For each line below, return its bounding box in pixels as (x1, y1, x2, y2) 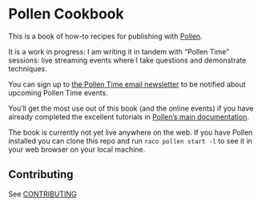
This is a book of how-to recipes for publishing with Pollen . (8, 31, 203, 41)
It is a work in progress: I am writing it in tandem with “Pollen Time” (8, 46, 230, 56)
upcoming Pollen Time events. (8, 87, 108, 97)
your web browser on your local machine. (8, 144, 146, 154)
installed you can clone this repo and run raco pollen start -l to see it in (8, 135, 252, 145)
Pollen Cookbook (8, 5, 124, 23)
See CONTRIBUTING (8, 189, 77, 199)
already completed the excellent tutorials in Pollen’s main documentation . (8, 111, 250, 121)
